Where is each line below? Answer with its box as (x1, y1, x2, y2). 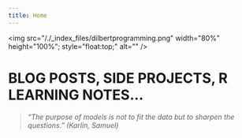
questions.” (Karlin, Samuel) (27, 120, 119, 130)
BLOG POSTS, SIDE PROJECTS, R (8, 69, 229, 87)
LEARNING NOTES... (8, 86, 144, 103)
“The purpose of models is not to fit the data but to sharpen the (27, 112, 235, 121)
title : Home (8, 11, 47, 20)
